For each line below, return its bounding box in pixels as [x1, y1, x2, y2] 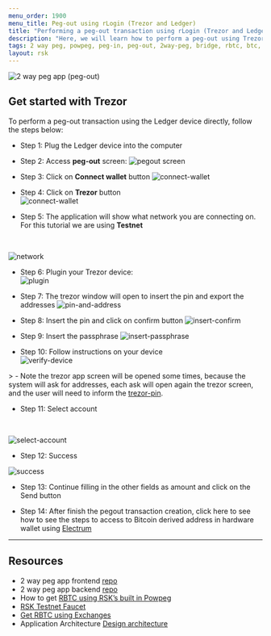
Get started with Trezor [8, 94, 127, 109]
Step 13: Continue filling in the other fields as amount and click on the [19, 482, 251, 492]
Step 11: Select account [19, 404, 98, 413]
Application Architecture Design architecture [19, 618, 168, 628]
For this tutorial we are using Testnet [19, 220, 144, 230]
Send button [19, 490, 62, 500]
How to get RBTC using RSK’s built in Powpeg [19, 592, 172, 602]
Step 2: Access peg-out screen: [19, 156, 127, 165]
